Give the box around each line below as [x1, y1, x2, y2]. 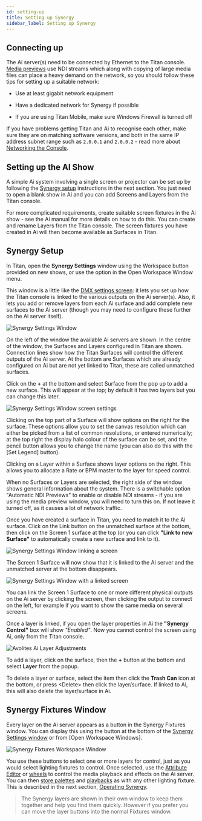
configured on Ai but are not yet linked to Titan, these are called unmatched [6, 361, 195, 369]
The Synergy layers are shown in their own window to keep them [21, 795, 183, 802]
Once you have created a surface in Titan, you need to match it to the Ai [6, 516, 186, 523]
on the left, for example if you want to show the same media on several [6, 602, 183, 609]
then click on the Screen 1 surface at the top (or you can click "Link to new [6, 529, 193, 536]
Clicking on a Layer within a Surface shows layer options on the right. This [6, 460, 191, 467]
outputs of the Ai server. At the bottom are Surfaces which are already [6, 355, 181, 363]
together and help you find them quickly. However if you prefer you [21, 801, 189, 808]
